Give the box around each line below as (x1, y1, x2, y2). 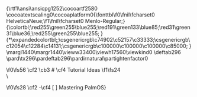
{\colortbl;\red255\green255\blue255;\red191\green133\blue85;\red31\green (6, 24, 190, 31)
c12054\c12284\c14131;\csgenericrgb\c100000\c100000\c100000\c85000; (6, 42, 188, 49)
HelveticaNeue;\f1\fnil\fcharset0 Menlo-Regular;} (6, 18, 125, 24)
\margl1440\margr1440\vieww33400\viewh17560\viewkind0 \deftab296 (6, 49, 182, 55)
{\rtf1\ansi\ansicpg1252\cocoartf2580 (6, 5, 98, 12)
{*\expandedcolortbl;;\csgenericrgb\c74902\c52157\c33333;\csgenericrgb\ (6, 36, 190, 43)
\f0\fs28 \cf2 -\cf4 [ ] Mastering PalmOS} (6, 84, 106, 91)
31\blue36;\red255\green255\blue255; (6, 30, 99, 37)
